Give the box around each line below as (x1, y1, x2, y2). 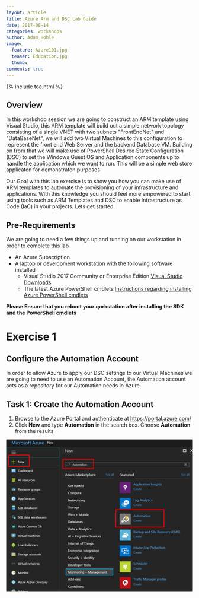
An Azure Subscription (14, 254, 70, 261)
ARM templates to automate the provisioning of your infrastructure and (6, 184, 179, 191)
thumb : (11, 59, 28, 65)
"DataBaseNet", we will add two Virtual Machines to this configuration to (6, 135, 182, 142)
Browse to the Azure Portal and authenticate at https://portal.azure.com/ (14, 415, 191, 422)
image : (6, 41, 23, 47)
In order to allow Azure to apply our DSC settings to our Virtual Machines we (6, 370, 192, 377)
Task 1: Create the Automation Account (6, 399, 154, 409)
